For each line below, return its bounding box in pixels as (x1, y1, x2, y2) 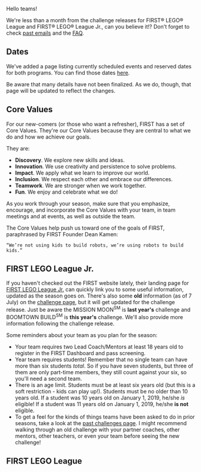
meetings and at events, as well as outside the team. (6, 212, 136, 220)
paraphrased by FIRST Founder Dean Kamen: (6, 230, 118, 237)
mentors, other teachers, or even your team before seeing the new (14, 432, 180, 440)
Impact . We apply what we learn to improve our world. (14, 169, 150, 176)
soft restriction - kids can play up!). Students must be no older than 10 (14, 387, 188, 395)
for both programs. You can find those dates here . (6, 69, 130, 76)
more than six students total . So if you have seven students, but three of (14, 362, 194, 369)
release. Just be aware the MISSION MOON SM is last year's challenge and (6, 305, 191, 314)
